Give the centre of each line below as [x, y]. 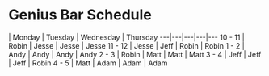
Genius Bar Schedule [80, 15]
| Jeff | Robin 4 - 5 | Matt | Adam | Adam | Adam [88, 63]
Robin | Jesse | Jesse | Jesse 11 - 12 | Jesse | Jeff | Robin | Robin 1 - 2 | [126, 45]
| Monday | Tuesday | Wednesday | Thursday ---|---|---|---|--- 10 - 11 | [126, 37]
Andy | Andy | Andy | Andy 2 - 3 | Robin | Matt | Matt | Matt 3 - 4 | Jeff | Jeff [135, 54]
